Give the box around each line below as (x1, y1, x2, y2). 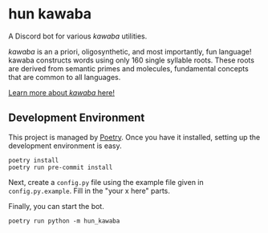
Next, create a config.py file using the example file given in (8, 177, 204, 187)
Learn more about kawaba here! (8, 87, 115, 97)
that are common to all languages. (8, 72, 121, 82)
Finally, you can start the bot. (8, 201, 104, 211)
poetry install (8, 156, 59, 164)
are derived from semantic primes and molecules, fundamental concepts (8, 63, 249, 73)
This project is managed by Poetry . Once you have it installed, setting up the (8, 132, 261, 142)
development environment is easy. (8, 141, 122, 151)
